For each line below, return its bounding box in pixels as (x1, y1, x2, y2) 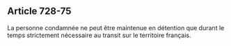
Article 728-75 (7, 5, 72, 17)
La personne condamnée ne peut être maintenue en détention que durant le (7, 23, 225, 32)
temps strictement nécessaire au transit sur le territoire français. (7, 31, 191, 39)
